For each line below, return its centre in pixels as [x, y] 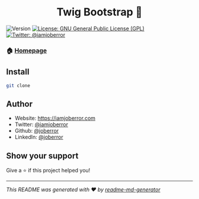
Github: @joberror [37, 131]
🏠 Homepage [27, 50]
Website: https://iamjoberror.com [55, 118]
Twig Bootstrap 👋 [99, 12]
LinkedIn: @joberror [39, 137]
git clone [18, 85]
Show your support [42, 155]
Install [18, 72]
